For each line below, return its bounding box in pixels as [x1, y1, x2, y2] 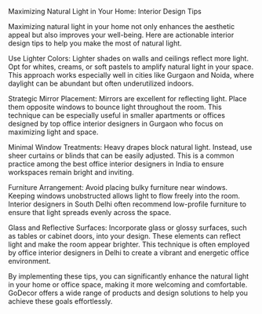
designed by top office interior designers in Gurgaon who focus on [8, 119, 224, 128]
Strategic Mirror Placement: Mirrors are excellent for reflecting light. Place [8, 94, 247, 103]
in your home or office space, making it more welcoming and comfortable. [8, 280, 248, 289]
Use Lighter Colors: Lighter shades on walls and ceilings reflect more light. [8, 54, 249, 63]
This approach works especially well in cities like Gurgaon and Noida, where [8, 71, 255, 79]
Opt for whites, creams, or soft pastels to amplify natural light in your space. [8, 62, 254, 71]
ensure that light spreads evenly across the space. [8, 208, 172, 217]
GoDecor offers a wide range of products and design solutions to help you [8, 288, 249, 298]
